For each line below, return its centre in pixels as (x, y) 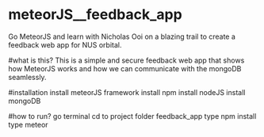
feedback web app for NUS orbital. (65, 44)
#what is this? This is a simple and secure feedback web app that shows (126, 60)
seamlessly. (27, 77)
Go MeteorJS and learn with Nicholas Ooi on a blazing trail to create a (122, 36)
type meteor (29, 124)
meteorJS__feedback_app (95, 15)
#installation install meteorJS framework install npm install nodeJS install (127, 92)
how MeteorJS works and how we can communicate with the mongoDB (125, 68)
